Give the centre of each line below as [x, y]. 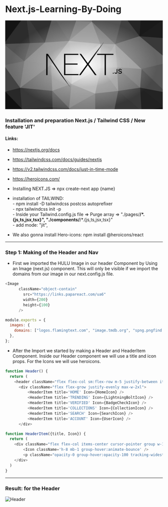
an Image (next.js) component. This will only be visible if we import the [85, 269]
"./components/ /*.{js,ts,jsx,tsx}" [79, 220]
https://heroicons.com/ [36, 179]
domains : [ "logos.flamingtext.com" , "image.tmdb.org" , [72, 330]
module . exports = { [25, 320]
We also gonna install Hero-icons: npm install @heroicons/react [78, 235]
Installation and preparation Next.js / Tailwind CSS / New [75, 120]
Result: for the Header [32, 488]
